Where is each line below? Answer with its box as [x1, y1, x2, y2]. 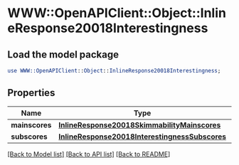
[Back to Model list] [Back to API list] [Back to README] [7, 149, 171, 158]
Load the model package [7, 48, 119, 60]
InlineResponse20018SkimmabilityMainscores [58, 119, 221, 129]
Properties [7, 87, 55, 99]
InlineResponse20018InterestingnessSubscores [58, 132, 226, 142]
